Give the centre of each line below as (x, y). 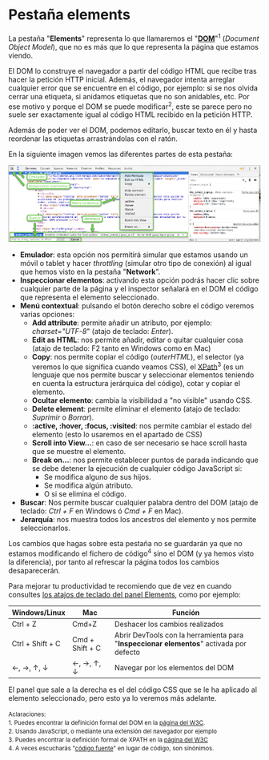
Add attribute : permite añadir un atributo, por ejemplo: (122, 323)
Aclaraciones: (27, 714)
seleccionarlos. (45, 528)
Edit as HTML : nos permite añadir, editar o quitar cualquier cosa (137, 340)
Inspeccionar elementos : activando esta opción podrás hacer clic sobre (140, 280)
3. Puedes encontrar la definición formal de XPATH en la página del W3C (108, 740)
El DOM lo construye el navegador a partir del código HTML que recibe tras (133, 70)
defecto (127, 652)
